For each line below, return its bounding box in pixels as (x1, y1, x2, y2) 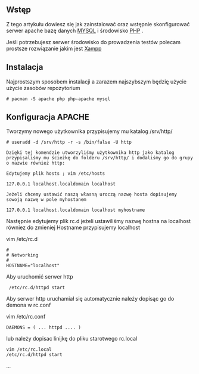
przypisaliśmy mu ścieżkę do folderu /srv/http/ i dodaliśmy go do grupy (6, 155, 194, 161)
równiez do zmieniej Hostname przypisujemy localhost (6, 224, 141, 231)
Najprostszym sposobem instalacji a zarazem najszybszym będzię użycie (6, 78, 186, 85)
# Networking (6, 252, 39, 258)
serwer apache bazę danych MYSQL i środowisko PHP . (6, 27, 144, 34)
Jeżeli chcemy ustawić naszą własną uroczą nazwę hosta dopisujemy (6, 191, 178, 197)
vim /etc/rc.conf (6, 313, 46, 320)
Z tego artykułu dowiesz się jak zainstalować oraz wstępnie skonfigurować (6, 20, 190, 27)
